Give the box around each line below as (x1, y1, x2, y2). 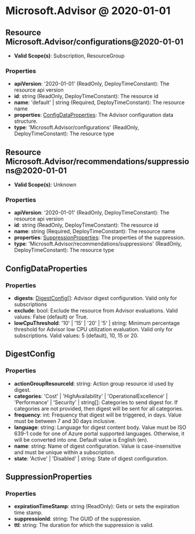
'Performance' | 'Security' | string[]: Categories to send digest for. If (13, 398, 178, 406)
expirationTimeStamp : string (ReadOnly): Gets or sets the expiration (13, 503, 180, 510)
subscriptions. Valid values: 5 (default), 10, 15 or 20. (13, 332, 139, 339)
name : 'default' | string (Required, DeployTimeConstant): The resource (13, 99, 185, 106)
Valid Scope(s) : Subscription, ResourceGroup (13, 52, 125, 59)
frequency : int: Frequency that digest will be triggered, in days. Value (13, 411, 182, 418)
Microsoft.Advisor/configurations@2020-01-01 (5, 36, 184, 46)
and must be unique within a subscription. (13, 448, 115, 456)
